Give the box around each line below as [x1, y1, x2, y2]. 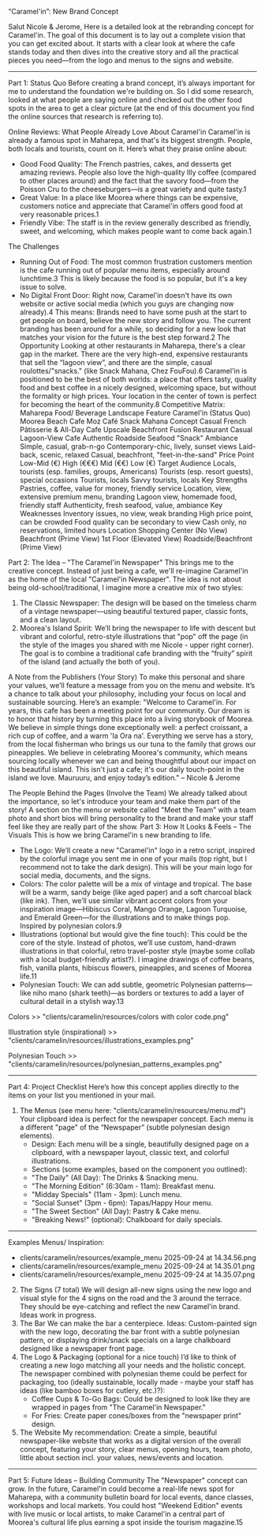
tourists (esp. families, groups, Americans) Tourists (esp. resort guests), [19, 467, 254, 476]
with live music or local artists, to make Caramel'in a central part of [8, 1509, 226, 1518]
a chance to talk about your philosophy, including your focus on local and [8, 689, 247, 698]
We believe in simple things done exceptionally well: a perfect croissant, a [8, 723, 248, 732]
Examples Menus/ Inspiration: [8, 1238, 105, 1247]
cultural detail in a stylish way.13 [19, 997, 125, 1006]
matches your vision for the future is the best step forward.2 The [19, 333, 230, 342]
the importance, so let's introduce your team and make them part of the [8, 797, 241, 806]
